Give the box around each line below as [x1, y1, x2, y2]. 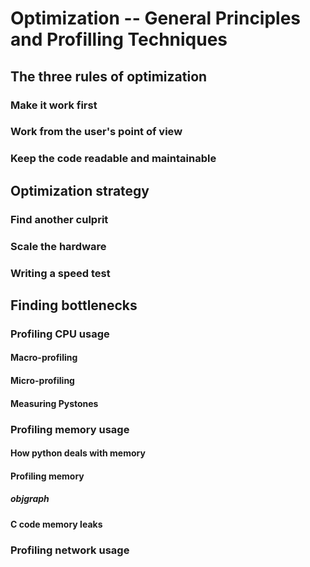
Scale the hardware [10, 239, 107, 253]
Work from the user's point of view [10, 125, 183, 139]
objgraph [10, 493, 50, 505]
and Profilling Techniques [10, 28, 228, 51]
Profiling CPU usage [10, 327, 110, 341]
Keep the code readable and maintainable [10, 152, 217, 166]
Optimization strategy [10, 182, 150, 199]
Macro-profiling [10, 352, 78, 364]
